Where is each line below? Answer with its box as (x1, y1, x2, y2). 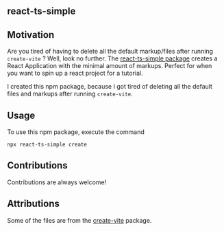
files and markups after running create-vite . (7, 89, 134, 98)
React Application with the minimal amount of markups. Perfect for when (7, 62, 212, 70)
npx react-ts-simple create (7, 141, 88, 148)
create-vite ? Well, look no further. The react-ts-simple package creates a (7, 54, 218, 63)
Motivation (7, 29, 55, 41)
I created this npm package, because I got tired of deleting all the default (7, 82, 212, 91)
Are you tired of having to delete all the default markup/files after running (7, 47, 214, 56)
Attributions (7, 198, 60, 210)
